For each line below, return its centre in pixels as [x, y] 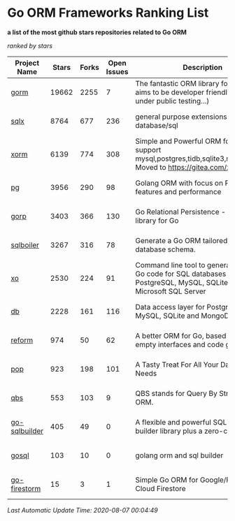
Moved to [151, 167]
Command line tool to [170, 265]
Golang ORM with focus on [179, 183]
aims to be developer [170, 92]
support [148, 149]
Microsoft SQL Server [171, 291]
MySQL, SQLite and [167, 316]
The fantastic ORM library [177, 83]
